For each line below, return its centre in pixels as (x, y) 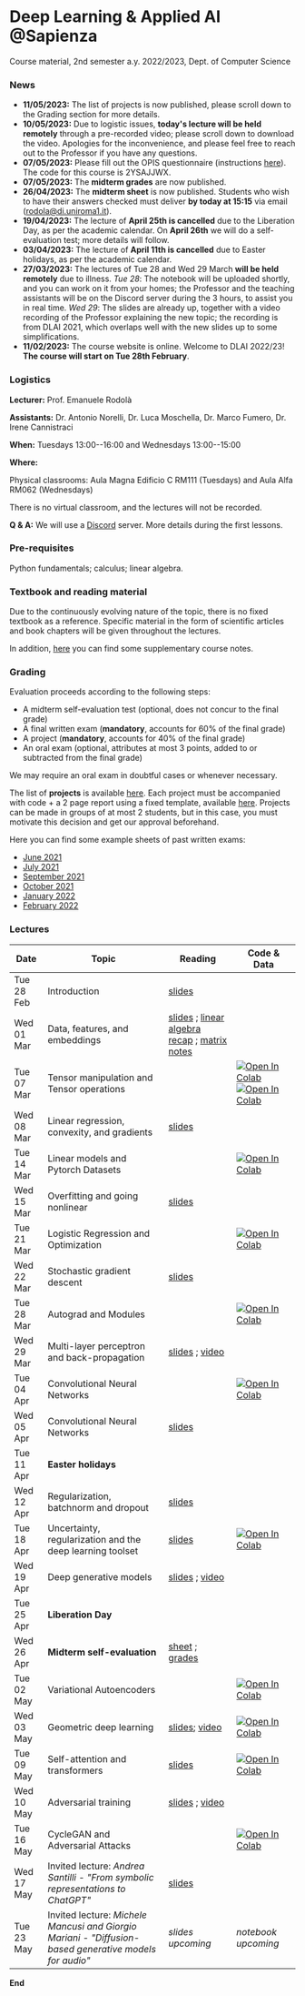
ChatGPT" (69, 1900)
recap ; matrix (198, 1039)
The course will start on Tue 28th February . (106, 356)
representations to (87, 1889)
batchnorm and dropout (98, 1507)
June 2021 (42, 857)
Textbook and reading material (79, 592)
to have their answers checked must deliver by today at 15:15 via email (155, 201)
